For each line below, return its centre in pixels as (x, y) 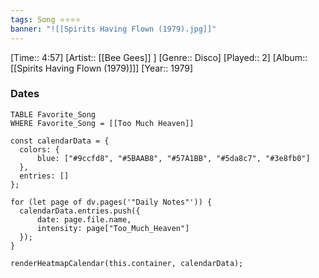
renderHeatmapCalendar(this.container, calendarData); (127, 263)
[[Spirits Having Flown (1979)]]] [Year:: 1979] (101, 68)
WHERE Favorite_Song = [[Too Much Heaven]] (102, 123)
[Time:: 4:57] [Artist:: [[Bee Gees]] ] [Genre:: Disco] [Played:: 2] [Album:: (159, 57)
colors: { (39, 149)
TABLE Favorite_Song (53, 114)
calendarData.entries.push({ (80, 211)
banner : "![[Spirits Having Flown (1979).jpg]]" (113, 29)
